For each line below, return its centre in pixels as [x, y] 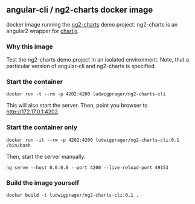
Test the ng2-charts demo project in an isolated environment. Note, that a [97, 60]
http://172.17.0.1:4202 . [33, 112]
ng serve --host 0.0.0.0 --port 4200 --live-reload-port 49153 [88, 167]
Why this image [30, 46]
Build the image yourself [43, 182]
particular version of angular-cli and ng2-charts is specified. [81, 66]
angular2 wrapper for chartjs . [43, 31]
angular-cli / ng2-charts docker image [80, 10]
